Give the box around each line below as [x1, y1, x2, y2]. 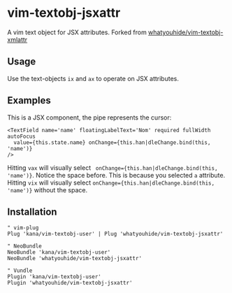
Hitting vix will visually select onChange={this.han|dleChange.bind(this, [7, 178, 215, 187]
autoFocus [7, 133, 36, 140]
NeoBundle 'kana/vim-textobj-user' [7, 249, 111, 256]
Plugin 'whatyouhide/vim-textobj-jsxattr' [7, 280, 133, 287]
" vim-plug [7, 224, 39, 231]
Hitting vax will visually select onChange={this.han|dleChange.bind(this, [7, 163, 218, 172]
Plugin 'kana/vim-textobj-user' [7, 273, 101, 280]
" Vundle [7, 267, 33, 274]
